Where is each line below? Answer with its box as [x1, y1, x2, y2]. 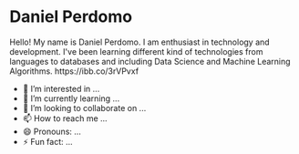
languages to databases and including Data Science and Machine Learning [9, 56, 291, 67]
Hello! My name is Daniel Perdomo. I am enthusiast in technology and [9, 36, 271, 47]
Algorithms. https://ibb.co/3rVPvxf [9, 66, 139, 77]
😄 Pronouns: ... [22, 126, 82, 137]
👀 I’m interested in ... [22, 83, 100, 94]
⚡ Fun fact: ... [22, 136, 73, 147]
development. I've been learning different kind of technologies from [9, 46, 263, 56]
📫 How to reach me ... [22, 112, 108, 124]
